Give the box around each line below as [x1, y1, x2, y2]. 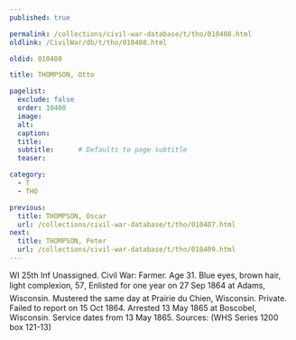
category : [9, 170, 47, 179]
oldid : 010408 [9, 54, 63, 63]
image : [17, 112, 42, 121]
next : [9, 228, 30, 237]
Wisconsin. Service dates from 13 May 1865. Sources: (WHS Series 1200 [9, 312, 279, 323]
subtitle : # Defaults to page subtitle [17, 145, 188, 154]
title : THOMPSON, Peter [17, 236, 106, 246]
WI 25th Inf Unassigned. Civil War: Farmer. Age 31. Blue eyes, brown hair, [9, 270, 282, 280]
